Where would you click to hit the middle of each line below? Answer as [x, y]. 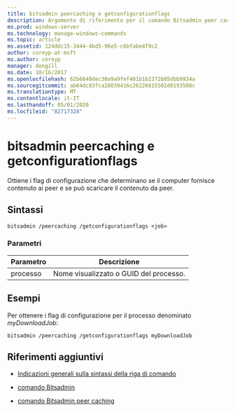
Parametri [24, 244]
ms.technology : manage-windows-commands [67, 33]
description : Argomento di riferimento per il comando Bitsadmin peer [112, 20]
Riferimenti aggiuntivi [55, 357]
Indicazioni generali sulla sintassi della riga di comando [97, 374]
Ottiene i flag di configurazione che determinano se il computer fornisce [111, 180]
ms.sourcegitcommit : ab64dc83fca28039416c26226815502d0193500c [101, 85]
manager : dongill [33, 66]
